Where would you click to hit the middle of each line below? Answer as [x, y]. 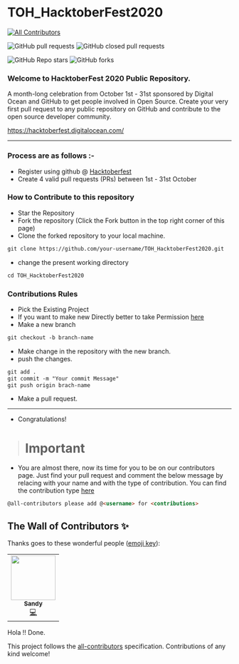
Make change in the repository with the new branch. [94, 351]
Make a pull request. [48, 399]
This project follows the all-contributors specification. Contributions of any [117, 646]
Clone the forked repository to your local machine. [91, 236]
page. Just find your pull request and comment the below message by [120, 476]
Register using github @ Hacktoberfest [74, 171]
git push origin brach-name [49, 385]
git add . [22, 372]
